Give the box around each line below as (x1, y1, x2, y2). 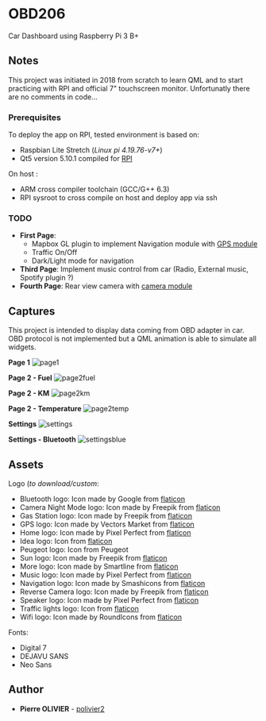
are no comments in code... (8, 92, 98, 102)
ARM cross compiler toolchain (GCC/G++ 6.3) (19, 184, 170, 195)
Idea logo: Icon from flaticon (19, 536, 113, 546)
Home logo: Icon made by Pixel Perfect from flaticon (19, 527, 191, 537)
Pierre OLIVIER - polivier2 (19, 704, 105, 713)
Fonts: (8, 627, 29, 637)
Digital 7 (19, 642, 48, 652)
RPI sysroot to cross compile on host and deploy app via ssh (19, 193, 218, 202)
